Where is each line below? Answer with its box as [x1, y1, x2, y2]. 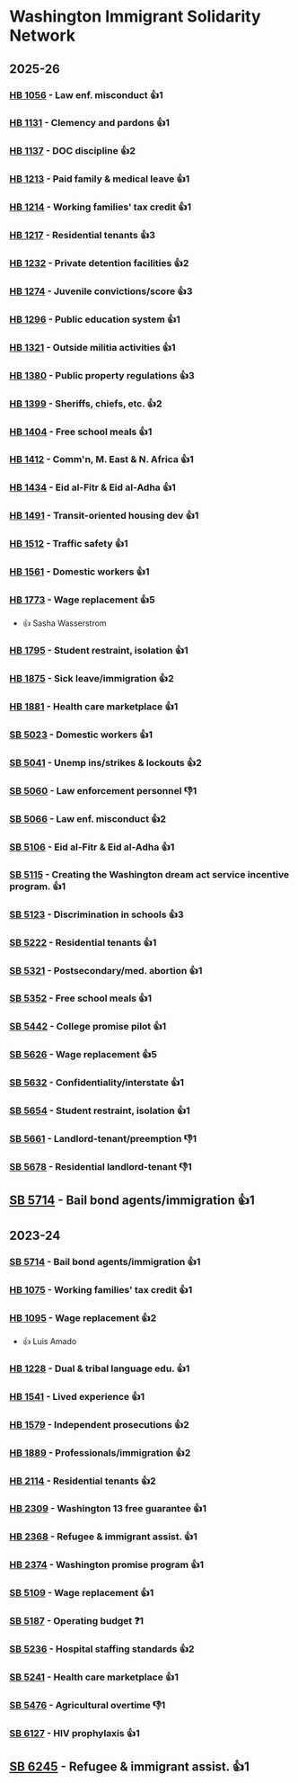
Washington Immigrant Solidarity [9, 6, 261, 27]
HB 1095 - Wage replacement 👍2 [9, 1311, 157, 1324]
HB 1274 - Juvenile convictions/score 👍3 [9, 285, 193, 298]
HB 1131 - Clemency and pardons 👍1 [9, 117, 171, 129]
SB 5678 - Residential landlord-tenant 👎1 [9, 1160, 193, 1172]
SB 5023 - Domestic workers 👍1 [9, 728, 153, 741]
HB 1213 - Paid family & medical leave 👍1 [9, 173, 190, 185]
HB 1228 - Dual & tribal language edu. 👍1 [9, 1362, 190, 1375]
